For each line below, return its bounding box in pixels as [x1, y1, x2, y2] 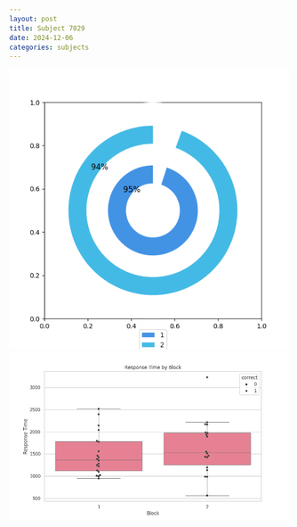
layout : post [9, 14, 58, 23]
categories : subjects [9, 43, 90, 52]
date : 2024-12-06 [9, 33, 74, 42]
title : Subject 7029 [9, 23, 86, 33]
